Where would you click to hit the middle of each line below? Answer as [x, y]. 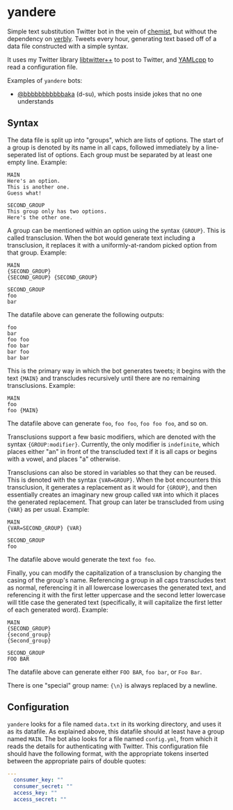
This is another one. [39, 187]
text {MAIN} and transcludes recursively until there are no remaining [104, 378]
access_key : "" [35, 793]
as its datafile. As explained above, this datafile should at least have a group [116, 731]
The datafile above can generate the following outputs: [86, 314]
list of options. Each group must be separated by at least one [125, 154]
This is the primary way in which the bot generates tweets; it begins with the [116, 371]
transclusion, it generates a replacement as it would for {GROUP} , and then [112, 487]
